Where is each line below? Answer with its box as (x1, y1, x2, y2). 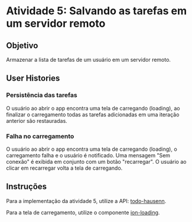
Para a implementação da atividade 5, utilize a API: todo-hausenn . (6, 197, 167, 204)
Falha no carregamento (6, 132, 74, 140)
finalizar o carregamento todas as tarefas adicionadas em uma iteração (6, 111, 180, 118)
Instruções (6, 182, 47, 192)
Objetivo (6, 40, 38, 50)
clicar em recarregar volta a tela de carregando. (6, 164, 123, 172)
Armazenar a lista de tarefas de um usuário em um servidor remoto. (6, 56, 171, 63)
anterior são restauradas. (6, 117, 68, 124)
